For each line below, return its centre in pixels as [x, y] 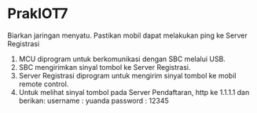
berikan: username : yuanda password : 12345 [94, 100]
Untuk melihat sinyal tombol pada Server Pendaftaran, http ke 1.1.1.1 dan [134, 92]
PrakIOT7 [38, 14]
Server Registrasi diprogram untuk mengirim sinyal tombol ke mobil [127, 75]
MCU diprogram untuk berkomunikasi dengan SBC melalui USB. [122, 59]
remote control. [44, 84]
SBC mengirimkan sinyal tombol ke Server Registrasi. [105, 67]
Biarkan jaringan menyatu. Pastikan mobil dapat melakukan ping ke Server [128, 35]
